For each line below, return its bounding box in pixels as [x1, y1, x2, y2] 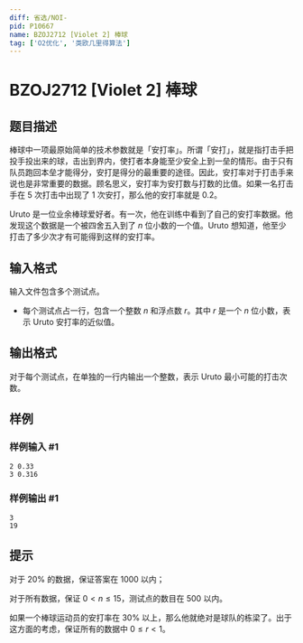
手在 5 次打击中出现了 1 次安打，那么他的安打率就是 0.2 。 [9, 190, 223, 200]
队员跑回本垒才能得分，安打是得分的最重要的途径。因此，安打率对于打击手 [9, 167, 286, 178]
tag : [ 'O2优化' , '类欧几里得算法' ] [9, 38, 131, 48]
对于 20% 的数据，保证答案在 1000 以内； [9, 573, 165, 584]
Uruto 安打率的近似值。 [32, 317, 120, 328]
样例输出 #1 [9, 492, 59, 505]
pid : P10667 [9, 22, 54, 31]
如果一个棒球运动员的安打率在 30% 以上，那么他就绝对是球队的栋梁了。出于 [9, 611, 293, 623]
